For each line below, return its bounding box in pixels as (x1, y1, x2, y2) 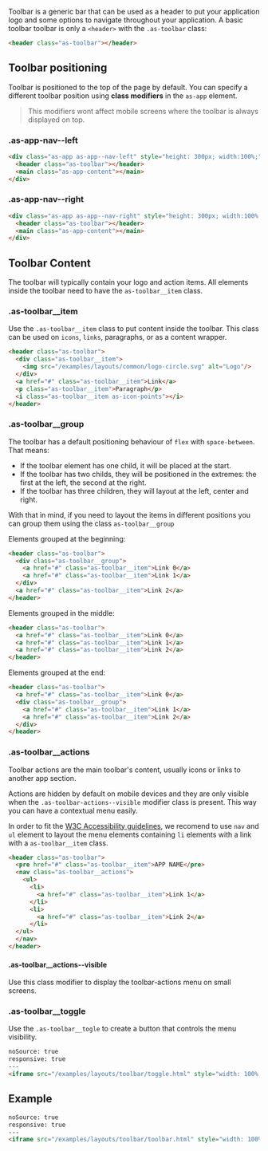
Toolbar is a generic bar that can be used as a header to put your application (8, 7, 260, 16)
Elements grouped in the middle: (8, 608, 115, 617)
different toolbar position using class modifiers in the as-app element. (8, 91, 238, 101)
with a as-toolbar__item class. (8, 838, 108, 848)
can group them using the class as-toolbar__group (8, 518, 175, 528)
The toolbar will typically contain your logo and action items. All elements (8, 278, 249, 287)
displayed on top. (27, 115, 85, 124)
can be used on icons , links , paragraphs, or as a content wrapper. (8, 333, 227, 342)
